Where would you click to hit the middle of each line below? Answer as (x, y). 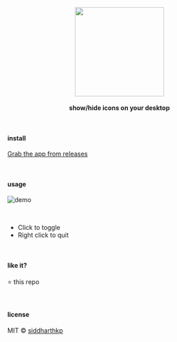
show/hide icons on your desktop (119, 108)
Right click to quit (43, 235)
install (17, 138)
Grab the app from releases (48, 154)
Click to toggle (39, 228)
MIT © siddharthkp (35, 330)
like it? (17, 265)
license (18, 315)
